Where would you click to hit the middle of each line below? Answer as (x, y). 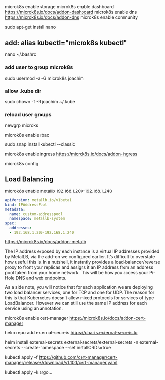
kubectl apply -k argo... (29, 372)
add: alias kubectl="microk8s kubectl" (66, 42)
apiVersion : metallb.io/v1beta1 (38, 200)
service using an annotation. (34, 308)
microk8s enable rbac (27, 135)
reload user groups (28, 114)
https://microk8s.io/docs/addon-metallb (46, 241)
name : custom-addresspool (36, 214)
